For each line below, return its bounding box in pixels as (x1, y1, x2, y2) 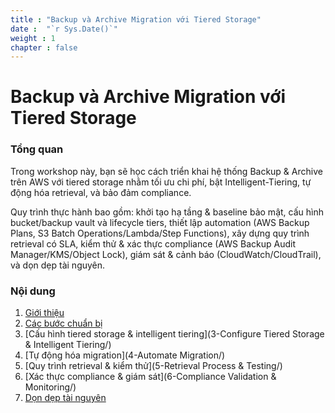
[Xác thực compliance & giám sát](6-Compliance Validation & (24, 371, 277, 383)
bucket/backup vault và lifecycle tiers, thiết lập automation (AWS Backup (10, 216, 310, 228)
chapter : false (10, 42, 78, 53)
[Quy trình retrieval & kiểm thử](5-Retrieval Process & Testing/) (24, 360, 283, 372)
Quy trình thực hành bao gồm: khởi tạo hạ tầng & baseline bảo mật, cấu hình (10, 206, 324, 218)
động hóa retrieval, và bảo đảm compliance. (10, 186, 192, 198)
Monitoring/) (24, 381, 77, 393)
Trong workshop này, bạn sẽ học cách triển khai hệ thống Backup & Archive (10, 165, 323, 177)
